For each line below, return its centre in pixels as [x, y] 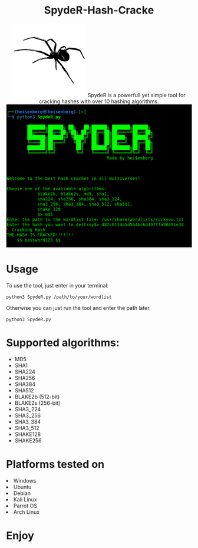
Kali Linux [25, 499]
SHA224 [25, 371]
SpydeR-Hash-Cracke [99, 10]
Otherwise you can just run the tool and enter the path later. [79, 308]
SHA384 [25, 384]
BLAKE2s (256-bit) [37, 403]
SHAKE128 [28, 434]
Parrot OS [25, 506]
